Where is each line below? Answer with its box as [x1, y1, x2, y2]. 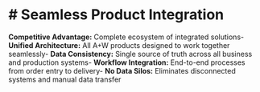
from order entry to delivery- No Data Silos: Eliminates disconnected [8, 66, 236, 75]
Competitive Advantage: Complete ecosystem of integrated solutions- [8, 32, 244, 42]
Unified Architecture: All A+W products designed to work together [8, 40, 230, 50]
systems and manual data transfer [8, 74, 122, 84]
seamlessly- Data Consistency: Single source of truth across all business [8, 49, 253, 58]
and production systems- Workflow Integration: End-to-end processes [8, 58, 246, 67]
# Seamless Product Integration [8, 6, 224, 24]
